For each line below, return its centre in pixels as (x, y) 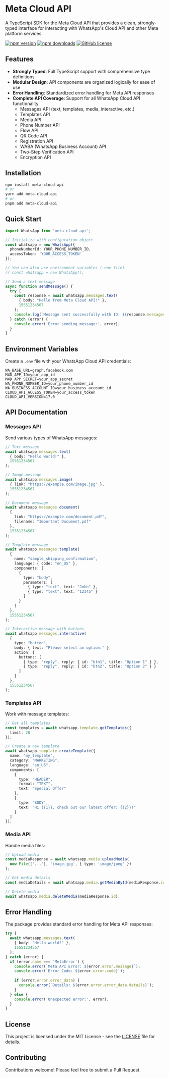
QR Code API (33, 136)
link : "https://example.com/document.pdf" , (61, 517)
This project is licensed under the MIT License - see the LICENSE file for (80, 1037)
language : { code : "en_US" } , (46, 563)
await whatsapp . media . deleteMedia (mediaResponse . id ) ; (63, 896)
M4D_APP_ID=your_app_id (30, 375)
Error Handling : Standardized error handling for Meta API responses (83, 93)
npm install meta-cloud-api (35, 185)
